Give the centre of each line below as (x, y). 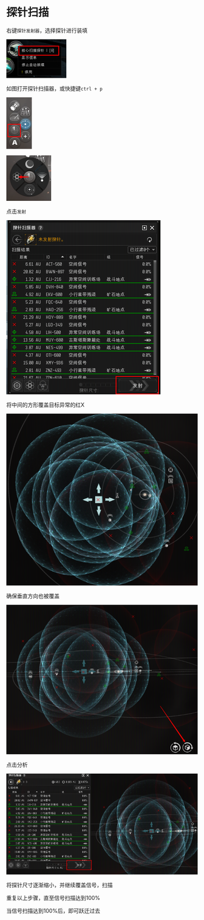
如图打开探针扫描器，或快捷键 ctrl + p (55, 88)
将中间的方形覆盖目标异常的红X (46, 405)
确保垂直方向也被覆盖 (33, 596)
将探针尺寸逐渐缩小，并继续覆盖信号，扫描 (59, 885)
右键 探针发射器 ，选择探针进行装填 (47, 30)
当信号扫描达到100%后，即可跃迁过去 (53, 911)
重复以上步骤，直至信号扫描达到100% (53, 898)
